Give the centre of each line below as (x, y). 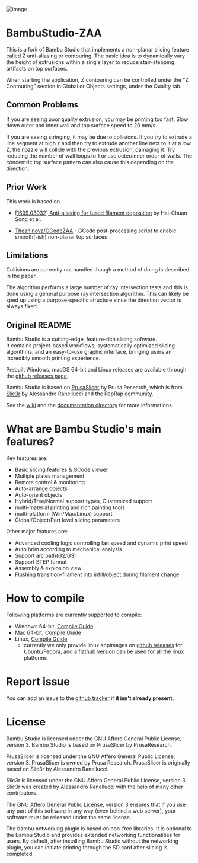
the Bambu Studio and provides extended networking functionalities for (93, 835)
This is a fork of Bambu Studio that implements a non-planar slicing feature (98, 49)
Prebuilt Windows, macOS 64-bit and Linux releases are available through (96, 370)
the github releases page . (37, 376)
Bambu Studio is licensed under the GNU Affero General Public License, (94, 739)
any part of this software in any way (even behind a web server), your (91, 811)
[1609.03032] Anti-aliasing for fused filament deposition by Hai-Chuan (101, 213)
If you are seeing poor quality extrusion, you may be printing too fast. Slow (97, 119)
